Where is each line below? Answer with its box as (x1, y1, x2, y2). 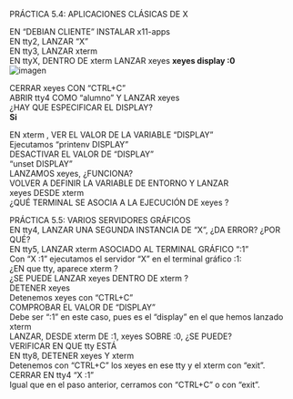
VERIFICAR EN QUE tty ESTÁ (9, 341, 116, 351)
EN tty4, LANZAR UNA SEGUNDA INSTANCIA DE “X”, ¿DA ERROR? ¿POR (9, 224, 281, 235)
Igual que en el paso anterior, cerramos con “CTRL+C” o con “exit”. (9, 379, 261, 390)
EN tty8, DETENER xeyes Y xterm (9, 351, 135, 361)
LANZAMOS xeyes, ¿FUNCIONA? (9, 169, 134, 179)
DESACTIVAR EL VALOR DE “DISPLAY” (9, 148, 155, 159)
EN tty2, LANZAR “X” (9, 36, 89, 46)
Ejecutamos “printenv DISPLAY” (9, 139, 129, 149)
